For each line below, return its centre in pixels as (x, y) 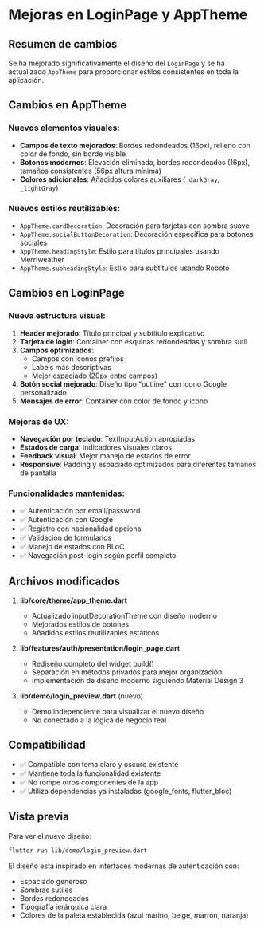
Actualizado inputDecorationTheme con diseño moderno (124, 616)
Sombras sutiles (46, 890)
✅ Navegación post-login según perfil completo (98, 556)
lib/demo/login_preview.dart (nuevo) (82, 696)
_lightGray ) (39, 187)
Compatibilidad (47, 745)
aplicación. (26, 80)
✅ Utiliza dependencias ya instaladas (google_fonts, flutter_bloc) (126, 791)
